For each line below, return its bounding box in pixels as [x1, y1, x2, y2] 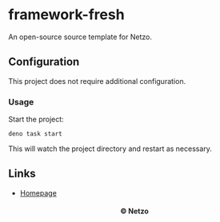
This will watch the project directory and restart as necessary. [8, 144, 212, 153]
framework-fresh [8, 6, 126, 24]
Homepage [19, 188, 58, 197]
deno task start [8, 130, 62, 138]
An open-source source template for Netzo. [8, 32, 152, 42]
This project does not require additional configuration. [8, 76, 186, 85]
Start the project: [8, 114, 64, 125]
